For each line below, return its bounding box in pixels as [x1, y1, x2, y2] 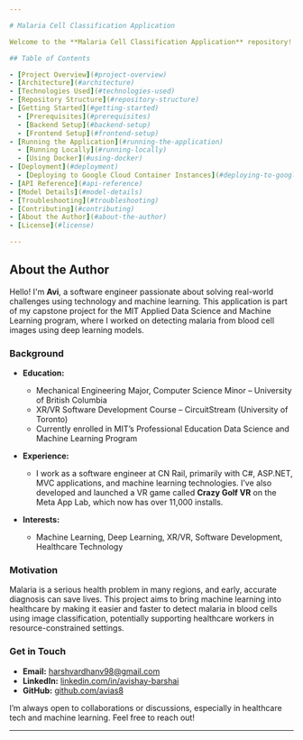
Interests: [22, 514, 60, 525]
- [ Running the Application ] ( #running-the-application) [9, 137, 224, 146]
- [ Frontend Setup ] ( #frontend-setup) [17, 128, 160, 138]
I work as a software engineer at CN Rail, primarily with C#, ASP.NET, [35, 468, 293, 479]
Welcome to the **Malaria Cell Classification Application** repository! [9, 37, 293, 46]
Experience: [22, 450, 69, 461]
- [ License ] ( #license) [9, 221, 95, 230]
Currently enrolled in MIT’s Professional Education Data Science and [35, 423, 290, 434]
